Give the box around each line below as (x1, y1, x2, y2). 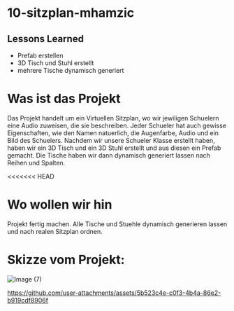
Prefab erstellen (17, 51, 64, 60)
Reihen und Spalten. (7, 158, 66, 167)
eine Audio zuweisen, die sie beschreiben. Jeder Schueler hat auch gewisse (7, 121, 227, 130)
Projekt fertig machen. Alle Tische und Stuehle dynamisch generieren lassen (7, 219, 228, 228)
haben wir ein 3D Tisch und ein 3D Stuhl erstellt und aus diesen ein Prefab (7, 144, 221, 152)
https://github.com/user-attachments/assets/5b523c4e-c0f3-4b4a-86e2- (7, 289, 221, 297)
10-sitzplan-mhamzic (7, 5, 135, 21)
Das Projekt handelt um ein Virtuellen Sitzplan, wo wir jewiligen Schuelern (7, 113, 219, 122)
